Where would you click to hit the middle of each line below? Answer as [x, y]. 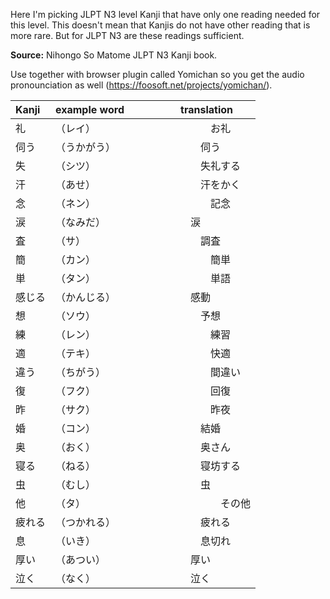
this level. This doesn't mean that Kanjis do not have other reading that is [160, 25]
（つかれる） [83, 522]
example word [90, 109]
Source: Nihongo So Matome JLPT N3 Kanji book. [114, 55]
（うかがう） [83, 147]
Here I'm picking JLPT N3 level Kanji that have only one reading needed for [165, 14]
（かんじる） [83, 297]
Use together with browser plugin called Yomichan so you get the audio [157, 74]
